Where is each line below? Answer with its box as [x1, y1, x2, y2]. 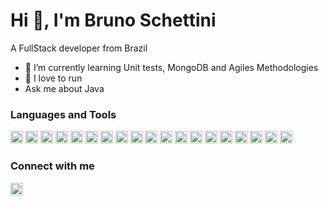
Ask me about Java [24, 82, 105, 94]
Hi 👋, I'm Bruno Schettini [10, 9, 217, 32]
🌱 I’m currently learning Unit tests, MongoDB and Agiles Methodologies [24, 61, 319, 73]
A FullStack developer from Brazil [10, 42, 148, 54]
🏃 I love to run [24, 72, 83, 84]
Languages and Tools [10, 107, 117, 121]
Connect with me [10, 159, 95, 173]
